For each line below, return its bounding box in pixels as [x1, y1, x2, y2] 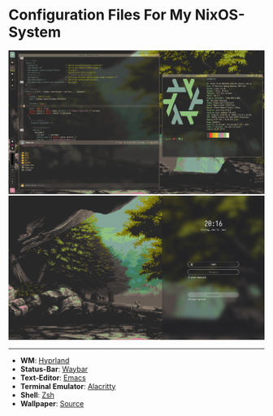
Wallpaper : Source [19, 398, 84, 408]
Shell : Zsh [19, 390, 55, 400]
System [8, 23, 62, 41]
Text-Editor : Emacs [19, 372, 87, 383]
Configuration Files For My [8, 6, 193, 24]
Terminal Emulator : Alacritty [19, 381, 116, 391]
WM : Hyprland [19, 355, 70, 365]
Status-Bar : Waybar [19, 364, 89, 374]
